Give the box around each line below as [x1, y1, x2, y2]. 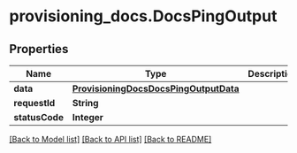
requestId [13, 97, 56, 109]
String [72, 97, 99, 109]
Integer [72, 111, 104, 123]
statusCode [13, 111, 65, 123]
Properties [9, 42, 69, 57]
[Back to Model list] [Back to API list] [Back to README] [9, 134, 212, 144]
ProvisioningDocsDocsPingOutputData [72, 82, 240, 95]
